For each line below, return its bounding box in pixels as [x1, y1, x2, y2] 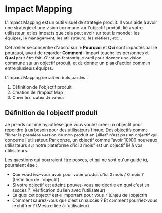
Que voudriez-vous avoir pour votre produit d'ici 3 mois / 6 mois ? [12, 172, 144, 177]
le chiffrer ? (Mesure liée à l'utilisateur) [12, 202, 89, 208]
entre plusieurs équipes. [5, 65, 53, 71]
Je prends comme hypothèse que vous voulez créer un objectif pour [5, 121, 142, 127]
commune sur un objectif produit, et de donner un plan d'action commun [5, 60, 150, 66]
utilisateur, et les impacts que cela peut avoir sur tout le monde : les [5, 30, 140, 36]
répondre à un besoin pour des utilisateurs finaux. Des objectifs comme [5, 127, 148, 133]
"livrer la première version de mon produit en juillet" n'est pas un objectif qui [5, 132, 158, 137]
